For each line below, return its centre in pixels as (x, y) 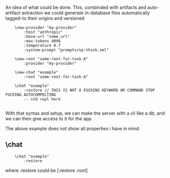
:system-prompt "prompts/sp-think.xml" (67, 50)
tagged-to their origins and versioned (45, 18)
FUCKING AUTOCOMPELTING (31, 95)
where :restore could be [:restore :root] (47, 170)
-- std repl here (42, 99)
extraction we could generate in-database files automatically (86, 13)
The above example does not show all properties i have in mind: (73, 128)
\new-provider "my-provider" (46, 28)
